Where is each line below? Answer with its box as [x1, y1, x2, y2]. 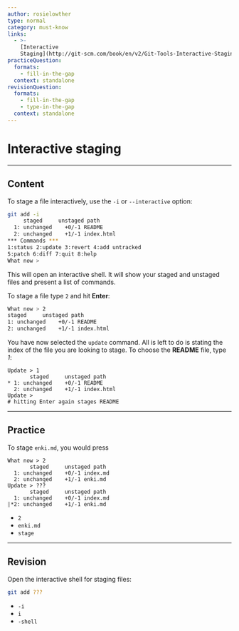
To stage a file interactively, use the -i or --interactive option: [7, 197, 193, 206]
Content [7, 178, 45, 190]
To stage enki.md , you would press [7, 443, 109, 452]
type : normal [7, 17, 46, 24]
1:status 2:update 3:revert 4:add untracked [7, 243, 142, 251]
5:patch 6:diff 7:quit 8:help [7, 251, 97, 258]
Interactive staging [7, 141, 122, 157]
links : [7, 30, 27, 38]
